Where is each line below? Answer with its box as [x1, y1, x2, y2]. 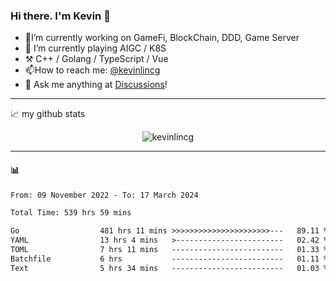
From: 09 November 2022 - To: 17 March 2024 [10, 190, 199, 200]
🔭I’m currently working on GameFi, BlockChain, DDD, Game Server [24, 32, 300, 44]
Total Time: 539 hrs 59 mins [10, 208, 132, 218]
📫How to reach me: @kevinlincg [24, 64, 161, 76]
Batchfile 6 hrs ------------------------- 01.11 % [10, 254, 329, 264]
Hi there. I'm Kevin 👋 [10, 9, 111, 23]
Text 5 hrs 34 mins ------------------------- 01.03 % [10, 263, 329, 273]
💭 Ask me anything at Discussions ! [24, 79, 168, 91]
